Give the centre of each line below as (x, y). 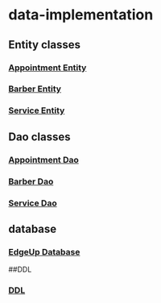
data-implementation (81, 15)
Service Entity (37, 110)
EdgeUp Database (44, 251)
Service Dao (33, 203)
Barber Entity (35, 89)
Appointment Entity (47, 68)
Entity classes (45, 45)
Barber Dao (31, 181)
